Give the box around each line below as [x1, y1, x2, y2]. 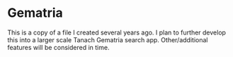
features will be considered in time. [7, 43, 110, 51]
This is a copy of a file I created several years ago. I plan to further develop [7, 28, 227, 37]
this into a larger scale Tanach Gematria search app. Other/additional [7, 35, 208, 44]
